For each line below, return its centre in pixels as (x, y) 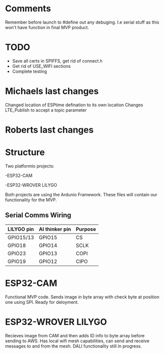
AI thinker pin (55, 229)
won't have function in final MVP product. (47, 27)
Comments (28, 9)
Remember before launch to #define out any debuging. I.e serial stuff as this (82, 22)
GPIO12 (48, 261)
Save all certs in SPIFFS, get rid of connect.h (57, 61)
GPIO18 (17, 245)
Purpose (86, 229)
